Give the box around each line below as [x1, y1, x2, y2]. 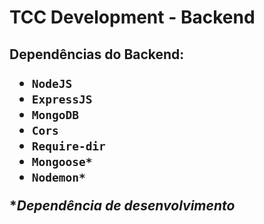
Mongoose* [31, 154, 93, 169]
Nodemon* [31, 170, 86, 185]
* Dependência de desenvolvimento [9, 197, 236, 214]
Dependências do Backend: [9, 46, 185, 63]
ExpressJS [31, 92, 93, 106]
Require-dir [31, 139, 106, 153]
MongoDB [31, 107, 79, 122]
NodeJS [31, 76, 73, 91]
